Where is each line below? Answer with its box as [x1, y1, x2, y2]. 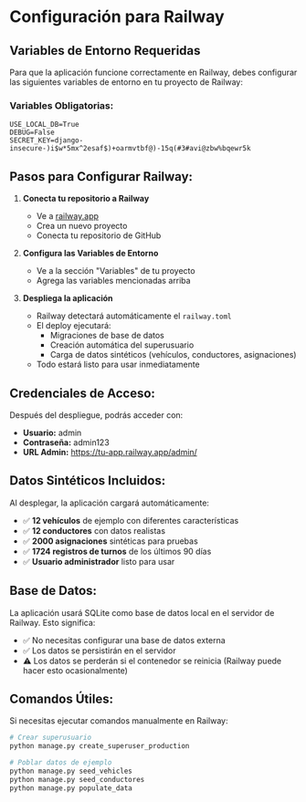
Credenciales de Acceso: [9, 385, 155, 401]
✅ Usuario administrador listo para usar [22, 556, 175, 567]
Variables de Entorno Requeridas [9, 43, 201, 58]
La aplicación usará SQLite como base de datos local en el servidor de [9, 607, 275, 618]
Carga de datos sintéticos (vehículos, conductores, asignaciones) [49, 349, 297, 360]
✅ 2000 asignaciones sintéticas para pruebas [22, 536, 198, 547]
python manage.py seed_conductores [9, 775, 145, 784]
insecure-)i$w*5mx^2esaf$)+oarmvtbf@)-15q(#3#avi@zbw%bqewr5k [9, 144, 251, 153]
